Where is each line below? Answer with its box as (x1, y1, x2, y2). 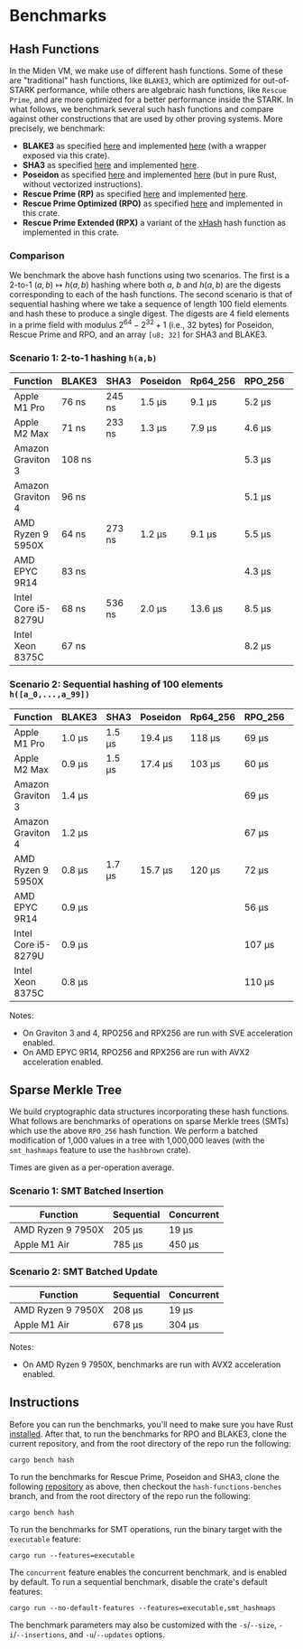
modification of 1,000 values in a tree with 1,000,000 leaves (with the (9, 1135, 265, 1146)
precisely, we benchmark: (9, 123, 106, 134)
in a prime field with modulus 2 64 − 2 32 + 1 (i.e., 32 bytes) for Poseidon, (9, 318, 275, 330)
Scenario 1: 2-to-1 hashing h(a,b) (9, 351, 158, 364)
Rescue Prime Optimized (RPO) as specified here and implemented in (22, 198, 283, 209)
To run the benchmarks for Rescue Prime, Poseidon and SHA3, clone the (9, 1471, 280, 1482)
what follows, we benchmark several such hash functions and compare (9, 104, 274, 114)
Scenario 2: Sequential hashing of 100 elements (9, 679, 224, 691)
